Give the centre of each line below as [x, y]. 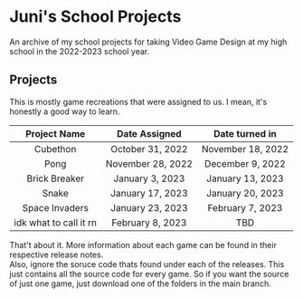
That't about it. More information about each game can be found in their [143, 245]
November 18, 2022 [245, 149]
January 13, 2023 [245, 178]
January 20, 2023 [245, 193]
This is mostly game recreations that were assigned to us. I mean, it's [138, 101]
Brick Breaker [55, 178]
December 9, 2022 [246, 163]
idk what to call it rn [56, 222]
